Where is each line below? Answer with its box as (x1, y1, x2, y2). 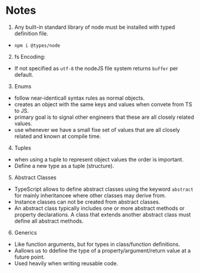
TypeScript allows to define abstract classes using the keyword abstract (14, 185, 194, 193)
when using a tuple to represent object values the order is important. (14, 155, 184, 163)
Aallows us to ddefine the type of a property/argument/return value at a (14, 247, 191, 254)
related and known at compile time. (14, 133, 101, 140)
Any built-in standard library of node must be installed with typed (14, 23, 175, 31)
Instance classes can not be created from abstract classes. (14, 198, 160, 205)
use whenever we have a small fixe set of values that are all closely (14, 126, 180, 133)
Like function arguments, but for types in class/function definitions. (14, 241, 180, 248)
